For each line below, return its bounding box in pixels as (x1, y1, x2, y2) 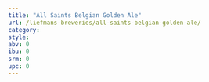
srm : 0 (8, 55, 30, 63)
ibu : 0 (8, 48, 30, 55)
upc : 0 (8, 62, 30, 70)
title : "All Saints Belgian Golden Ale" (8, 11, 142, 20)
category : (8, 26, 41, 34)
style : (8, 33, 30, 41)
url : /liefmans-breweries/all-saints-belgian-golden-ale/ (8, 19, 201, 27)
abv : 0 (8, 41, 30, 48)
